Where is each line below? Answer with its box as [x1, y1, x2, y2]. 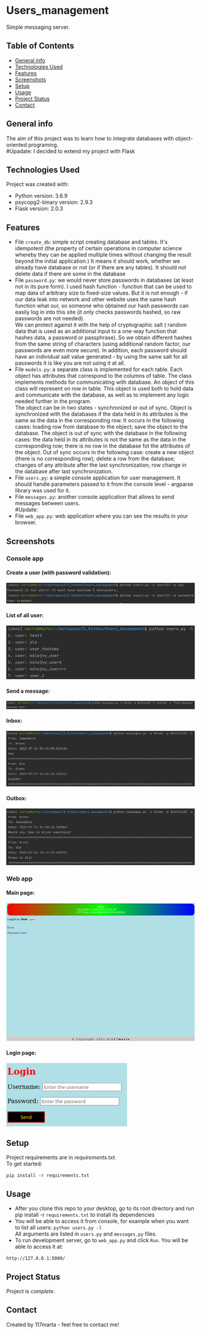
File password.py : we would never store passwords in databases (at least [14, 277, 194, 284]
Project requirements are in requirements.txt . [6, 1154, 117, 1161]
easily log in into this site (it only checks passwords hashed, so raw [14, 308, 181, 316]
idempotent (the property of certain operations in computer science [14, 245, 182, 252]
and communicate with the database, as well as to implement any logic [14, 391, 190, 399]
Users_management [6, 4, 109, 17]
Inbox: [6, 717, 23, 725]
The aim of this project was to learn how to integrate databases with [6, 134, 174, 142]
